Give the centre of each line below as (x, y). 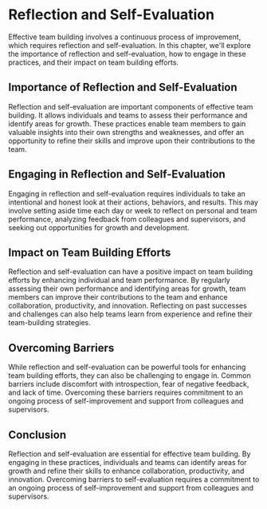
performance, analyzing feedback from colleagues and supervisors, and (127, 219)
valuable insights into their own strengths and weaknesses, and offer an (126, 132)
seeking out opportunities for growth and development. (99, 227)
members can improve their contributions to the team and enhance (118, 297)
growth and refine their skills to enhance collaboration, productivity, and (126, 471)
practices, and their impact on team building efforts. (94, 62)
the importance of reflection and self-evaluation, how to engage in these (127, 54)
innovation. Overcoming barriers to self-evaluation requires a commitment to (134, 479)
